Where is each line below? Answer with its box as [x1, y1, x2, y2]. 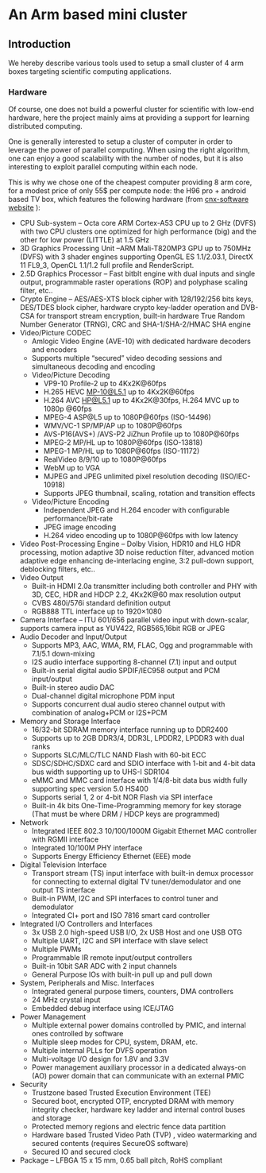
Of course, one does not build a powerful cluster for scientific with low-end [8, 105, 255, 114]
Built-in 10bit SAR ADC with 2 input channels [31, 962, 177, 971]
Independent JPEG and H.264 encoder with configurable [43, 505, 230, 515]
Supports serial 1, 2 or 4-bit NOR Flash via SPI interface [31, 792, 213, 802]
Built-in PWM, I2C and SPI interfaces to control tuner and [31, 894, 218, 904]
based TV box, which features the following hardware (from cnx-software [8, 195, 249, 204]
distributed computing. [8, 122, 83, 131]
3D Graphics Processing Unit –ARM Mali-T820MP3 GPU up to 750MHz [19, 244, 252, 254]
